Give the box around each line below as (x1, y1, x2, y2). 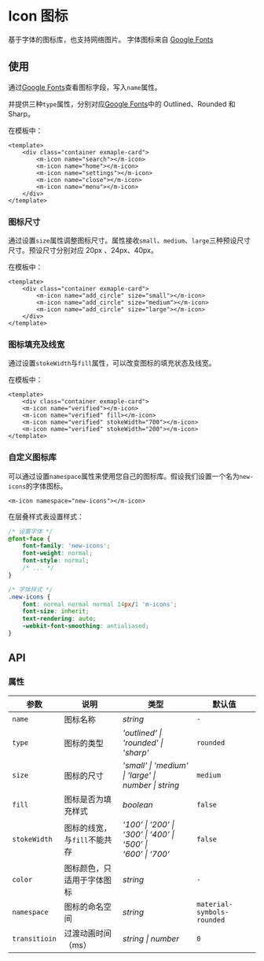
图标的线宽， (64, 822, 112, 833)
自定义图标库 (8, 452, 57, 463)
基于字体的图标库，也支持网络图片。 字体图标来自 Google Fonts (8, 35, 214, 44)
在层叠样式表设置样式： (8, 511, 84, 521)
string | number (123, 933, 180, 944)
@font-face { (8, 535, 51, 543)
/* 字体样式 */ (8, 585, 53, 593)
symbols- (196, 907, 229, 916)
